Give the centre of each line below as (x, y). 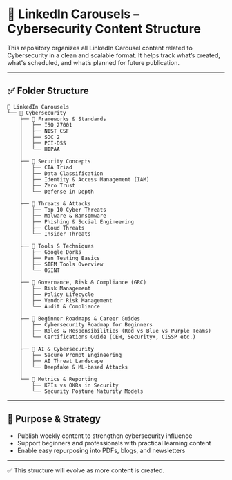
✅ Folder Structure (48, 91)
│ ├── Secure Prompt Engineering (71, 355)
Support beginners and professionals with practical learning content (114, 443)
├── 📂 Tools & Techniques (57, 246)
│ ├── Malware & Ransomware (63, 216)
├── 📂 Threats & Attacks (55, 203)
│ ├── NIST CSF (45, 131)
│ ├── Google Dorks (50, 252)
